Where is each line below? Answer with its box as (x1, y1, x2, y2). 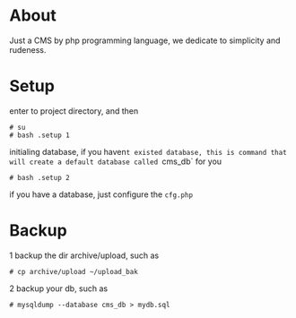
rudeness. (9, 44, 47, 55)
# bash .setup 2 (9, 173, 70, 182)
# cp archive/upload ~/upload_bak (9, 267, 139, 276)
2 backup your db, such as (9, 283, 109, 294)
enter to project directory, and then (9, 105, 139, 116)
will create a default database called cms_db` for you (9, 156, 222, 167)
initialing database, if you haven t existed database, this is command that (9, 146, 287, 157)
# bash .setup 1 (9, 131, 70, 140)
